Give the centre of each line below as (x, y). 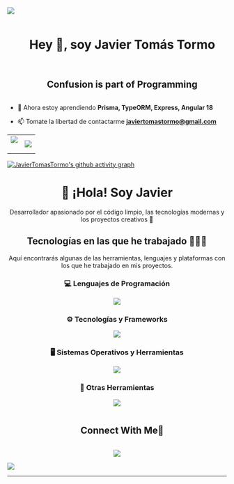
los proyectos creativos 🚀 (117, 219)
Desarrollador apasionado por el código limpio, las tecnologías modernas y (117, 212)
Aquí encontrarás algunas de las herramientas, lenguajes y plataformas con (117, 258)
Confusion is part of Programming (122, 85)
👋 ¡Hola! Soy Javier (117, 193)
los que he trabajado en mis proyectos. (117, 265)
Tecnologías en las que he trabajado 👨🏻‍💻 (117, 241)
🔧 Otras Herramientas (117, 388)
